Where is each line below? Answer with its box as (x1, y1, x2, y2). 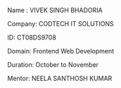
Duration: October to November (7, 61, 99, 69)
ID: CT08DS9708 (7, 33, 56, 42)
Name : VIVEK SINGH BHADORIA (7, 6, 103, 14)
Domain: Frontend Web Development (7, 47, 115, 55)
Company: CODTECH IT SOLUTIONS (7, 20, 114, 27)
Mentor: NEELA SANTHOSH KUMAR (7, 74, 113, 82)
